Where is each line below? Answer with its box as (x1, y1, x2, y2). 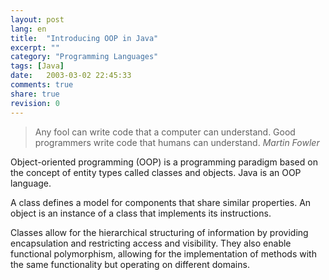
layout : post (10, 14, 65, 25)
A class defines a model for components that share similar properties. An (10, 196, 312, 208)
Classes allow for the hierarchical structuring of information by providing (10, 226, 309, 238)
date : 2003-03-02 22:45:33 (10, 71, 132, 81)
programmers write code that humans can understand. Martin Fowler (34, 136, 320, 148)
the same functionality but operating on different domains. (10, 258, 250, 270)
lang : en (10, 24, 47, 34)
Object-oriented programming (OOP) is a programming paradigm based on (10, 156, 318, 168)
